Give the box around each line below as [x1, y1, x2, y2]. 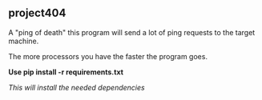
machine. [8, 36, 39, 46]
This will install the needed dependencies [8, 82, 146, 92]
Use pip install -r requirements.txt [8, 67, 124, 77]
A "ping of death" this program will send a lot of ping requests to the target [8, 27, 256, 37]
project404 [8, 6, 67, 20]
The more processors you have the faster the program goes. [8, 51, 208, 61]
